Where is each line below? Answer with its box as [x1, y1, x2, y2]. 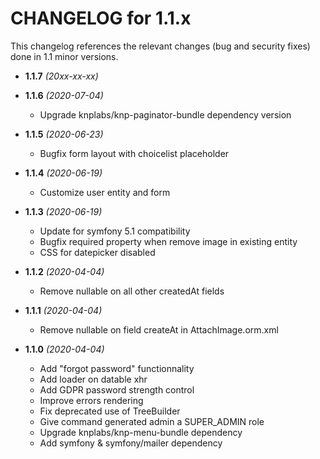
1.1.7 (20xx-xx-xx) [24, 70, 99, 82]
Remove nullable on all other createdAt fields [39, 285, 225, 297]
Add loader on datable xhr [39, 373, 148, 385]
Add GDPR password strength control [39, 383, 195, 396]
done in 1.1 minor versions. [10, 50, 119, 62]
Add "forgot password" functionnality [39, 362, 195, 374]
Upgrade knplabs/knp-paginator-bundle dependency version [39, 108, 292, 121]
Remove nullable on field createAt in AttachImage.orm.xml [39, 323, 279, 336]
